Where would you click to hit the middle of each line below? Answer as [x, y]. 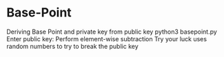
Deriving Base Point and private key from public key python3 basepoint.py [112, 32]
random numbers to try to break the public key [72, 46]
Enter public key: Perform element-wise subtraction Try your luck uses [107, 38]
